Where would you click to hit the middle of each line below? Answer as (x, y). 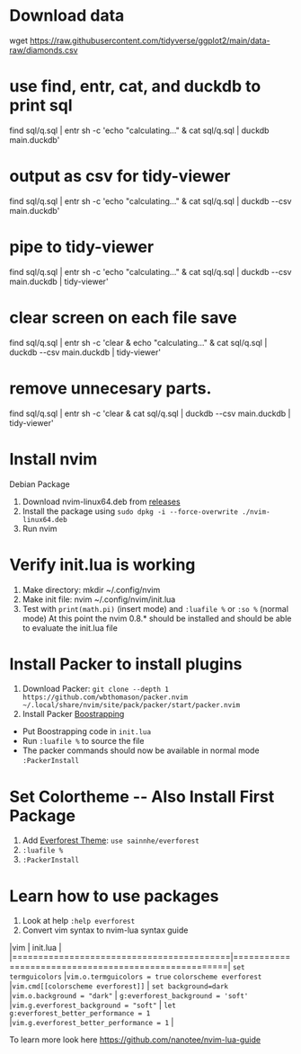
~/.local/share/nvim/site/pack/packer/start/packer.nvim (131, 705)
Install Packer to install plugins (126, 664)
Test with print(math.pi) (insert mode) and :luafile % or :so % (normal (155, 608)
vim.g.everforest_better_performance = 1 (90, 1023)
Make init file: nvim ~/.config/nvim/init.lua (99, 599)
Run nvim (40, 528)
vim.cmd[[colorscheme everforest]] (79, 987)
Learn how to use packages (114, 896)
